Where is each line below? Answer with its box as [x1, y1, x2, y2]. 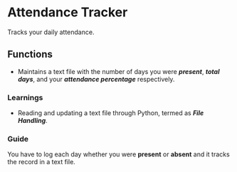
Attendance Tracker [7, 4, 128, 21]
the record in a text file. [7, 158, 76, 166]
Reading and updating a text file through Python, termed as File [17, 109, 204, 117]
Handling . [17, 117, 48, 125]
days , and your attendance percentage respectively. [17, 75, 175, 83]
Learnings [7, 92, 43, 102]
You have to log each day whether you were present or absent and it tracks [7, 150, 230, 158]
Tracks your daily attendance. [7, 28, 95, 36]
